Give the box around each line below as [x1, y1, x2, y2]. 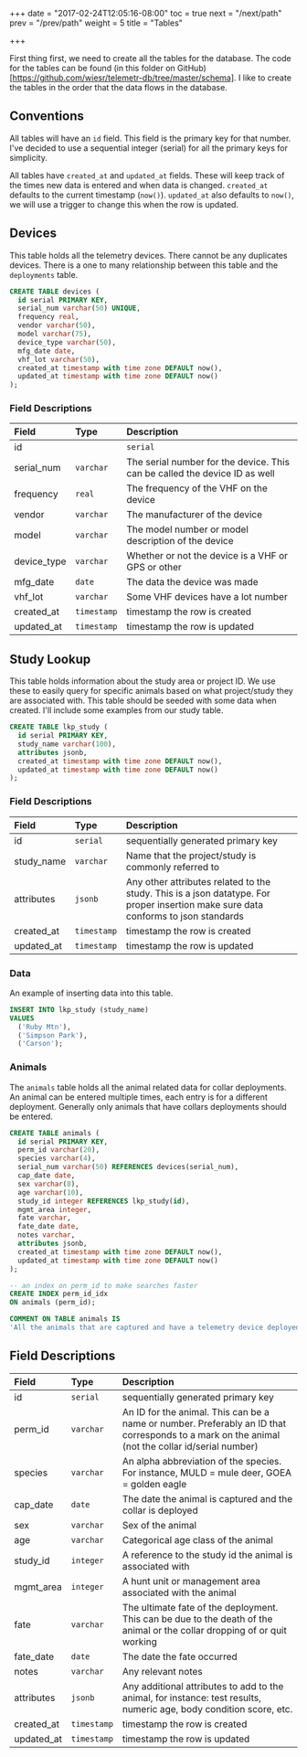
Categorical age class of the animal [122, 1533, 274, 1546]
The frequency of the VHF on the [126, 482, 268, 495]
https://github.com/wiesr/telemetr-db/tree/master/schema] [12, 72, 235, 83]
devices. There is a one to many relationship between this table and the [9, 260, 279, 271]
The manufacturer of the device [126, 508, 263, 521]
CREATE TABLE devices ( [9, 287, 101, 296]
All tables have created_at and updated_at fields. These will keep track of [9, 169, 285, 181]
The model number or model [126, 523, 249, 536]
